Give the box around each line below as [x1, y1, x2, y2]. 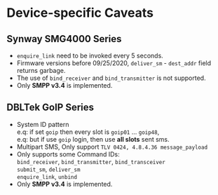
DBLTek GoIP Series [6, 102, 95, 114]
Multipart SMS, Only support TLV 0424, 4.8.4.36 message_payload [16, 142, 208, 151]
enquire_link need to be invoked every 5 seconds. [16, 51, 164, 60]
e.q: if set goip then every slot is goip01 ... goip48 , [16, 128, 160, 136]
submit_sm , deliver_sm [16, 165, 81, 173]
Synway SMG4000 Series [6, 33, 122, 45]
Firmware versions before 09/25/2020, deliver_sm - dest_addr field [16, 59, 212, 67]
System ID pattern [16, 120, 69, 128]
